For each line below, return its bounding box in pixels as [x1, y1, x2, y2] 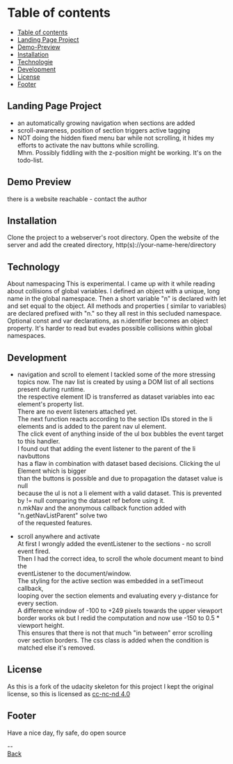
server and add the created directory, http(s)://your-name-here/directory [7, 241, 216, 249]
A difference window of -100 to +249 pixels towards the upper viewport [17, 606, 223, 615]
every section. [17, 599, 58, 607]
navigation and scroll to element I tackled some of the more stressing [17, 370, 216, 379]
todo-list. [17, 156, 44, 164]
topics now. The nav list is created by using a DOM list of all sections [17, 378, 214, 385]
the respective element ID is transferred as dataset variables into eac [17, 392, 216, 401]
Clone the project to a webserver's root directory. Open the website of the [7, 233, 219, 242]
